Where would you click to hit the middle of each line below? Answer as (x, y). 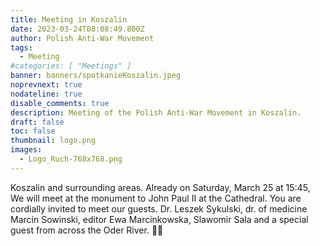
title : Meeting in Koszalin (69, 19)
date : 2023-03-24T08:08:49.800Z (77, 29)
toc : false (33, 131)
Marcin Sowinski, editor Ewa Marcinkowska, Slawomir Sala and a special (159, 219)
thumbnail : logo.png (53, 141)
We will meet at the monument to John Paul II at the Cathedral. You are (156, 198)
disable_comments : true (60, 103)
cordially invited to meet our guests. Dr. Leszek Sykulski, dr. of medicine (159, 208)
